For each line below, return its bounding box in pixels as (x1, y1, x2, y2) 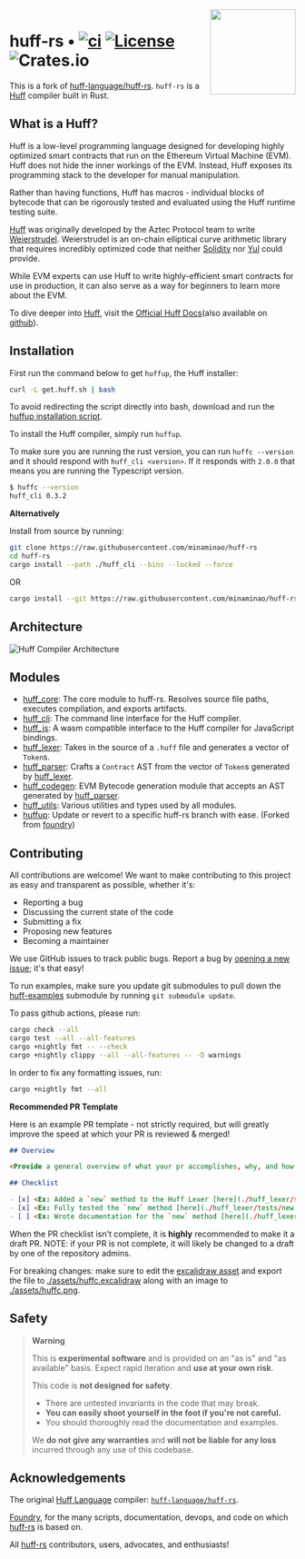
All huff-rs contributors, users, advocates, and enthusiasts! (9, 1539, 230, 1550)
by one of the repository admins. (9, 1247, 132, 1258)
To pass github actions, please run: (9, 1008, 141, 1018)
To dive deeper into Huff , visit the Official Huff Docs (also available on (9, 307, 268, 318)
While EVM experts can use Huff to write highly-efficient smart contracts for (9, 270, 294, 281)
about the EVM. (9, 290, 68, 301)
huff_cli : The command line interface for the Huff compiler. (22, 713, 242, 724)
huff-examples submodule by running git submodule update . (9, 990, 236, 1001)
